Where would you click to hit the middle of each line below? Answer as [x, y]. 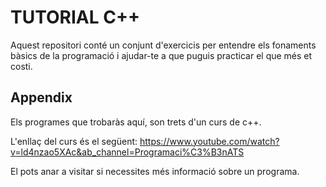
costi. [21, 66]
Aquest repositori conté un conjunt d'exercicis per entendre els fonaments [163, 45]
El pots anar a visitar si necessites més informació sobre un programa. [155, 171]
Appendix [41, 97]
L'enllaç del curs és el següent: [74, 141]
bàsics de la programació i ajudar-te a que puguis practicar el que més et [161, 55]
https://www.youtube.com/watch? [209, 141]
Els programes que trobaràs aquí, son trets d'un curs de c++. [136, 122]
